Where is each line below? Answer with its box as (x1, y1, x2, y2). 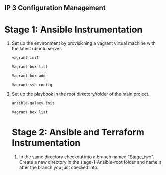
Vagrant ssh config (11, 82, 53, 87)
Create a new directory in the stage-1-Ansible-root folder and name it (19, 159, 161, 165)
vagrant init (11, 55, 39, 60)
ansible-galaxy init (11, 100, 55, 106)
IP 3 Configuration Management (4, 4, 106, 12)
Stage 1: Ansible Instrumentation (4, 24, 143, 35)
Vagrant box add (11, 73, 46, 79)
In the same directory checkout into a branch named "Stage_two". (19, 154, 155, 160)
